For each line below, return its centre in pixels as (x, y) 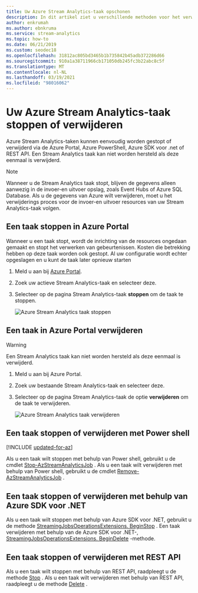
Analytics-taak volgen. (33, 208)
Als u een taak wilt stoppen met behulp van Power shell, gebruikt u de (91, 459)
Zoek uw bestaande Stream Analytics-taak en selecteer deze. (90, 385)
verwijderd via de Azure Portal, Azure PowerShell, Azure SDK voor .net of (95, 147)
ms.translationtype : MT (35, 67)
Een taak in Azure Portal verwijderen (75, 331)
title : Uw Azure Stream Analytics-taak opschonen (68, 12)
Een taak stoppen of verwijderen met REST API (93, 557)
